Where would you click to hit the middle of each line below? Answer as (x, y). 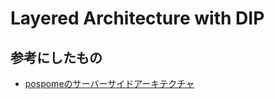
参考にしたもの (56, 57)
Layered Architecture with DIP (137, 18)
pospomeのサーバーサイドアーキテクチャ (109, 83)
